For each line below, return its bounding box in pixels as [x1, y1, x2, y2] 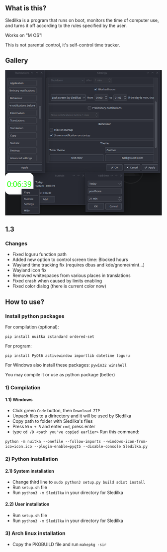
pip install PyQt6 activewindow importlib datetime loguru [5, 353, 130, 358]
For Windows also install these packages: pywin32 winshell [5, 362, 127, 368]
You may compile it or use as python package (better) [5, 372, 115, 378]
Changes [5, 240, 28, 247]
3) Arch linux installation [5, 530, 66, 537]
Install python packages [5, 312, 65, 319]
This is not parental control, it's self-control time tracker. [5, 42, 120, 48]
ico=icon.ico [5, 444, 32, 449]
